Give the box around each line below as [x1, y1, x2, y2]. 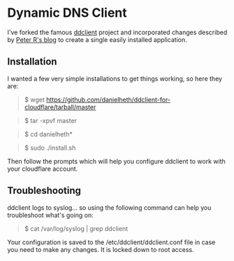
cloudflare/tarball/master [24, 103, 96, 111]
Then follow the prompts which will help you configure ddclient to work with [7, 157, 226, 165]
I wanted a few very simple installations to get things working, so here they [7, 74, 222, 83]
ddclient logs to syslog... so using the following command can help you [7, 203, 212, 211]
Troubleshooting [7, 185, 82, 197]
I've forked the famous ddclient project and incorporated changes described [7, 28, 228, 36]
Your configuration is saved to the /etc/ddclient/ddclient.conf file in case [7, 238, 216, 246]
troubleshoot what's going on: [7, 211, 94, 219]
